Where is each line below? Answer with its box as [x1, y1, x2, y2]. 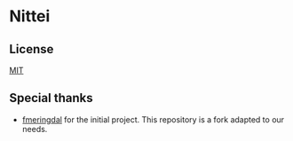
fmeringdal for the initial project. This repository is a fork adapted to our [21, 114, 285, 125]
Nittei [9, 6, 51, 27]
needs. [21, 123, 48, 134]
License [9, 42, 54, 57]
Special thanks [9, 90, 93, 106]
